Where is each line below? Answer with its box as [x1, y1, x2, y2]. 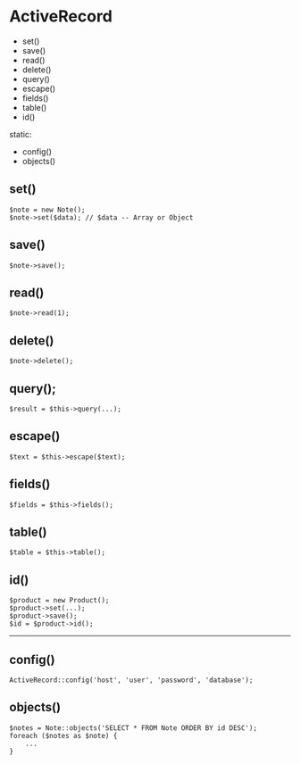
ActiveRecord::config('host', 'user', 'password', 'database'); [9, 676, 254, 685]
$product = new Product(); [9, 596, 110, 605]
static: [9, 129, 32, 139]
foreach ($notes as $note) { [9, 731, 118, 740]
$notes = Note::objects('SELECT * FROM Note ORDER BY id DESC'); [9, 723, 257, 733]
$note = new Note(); [9, 205, 87, 214]
